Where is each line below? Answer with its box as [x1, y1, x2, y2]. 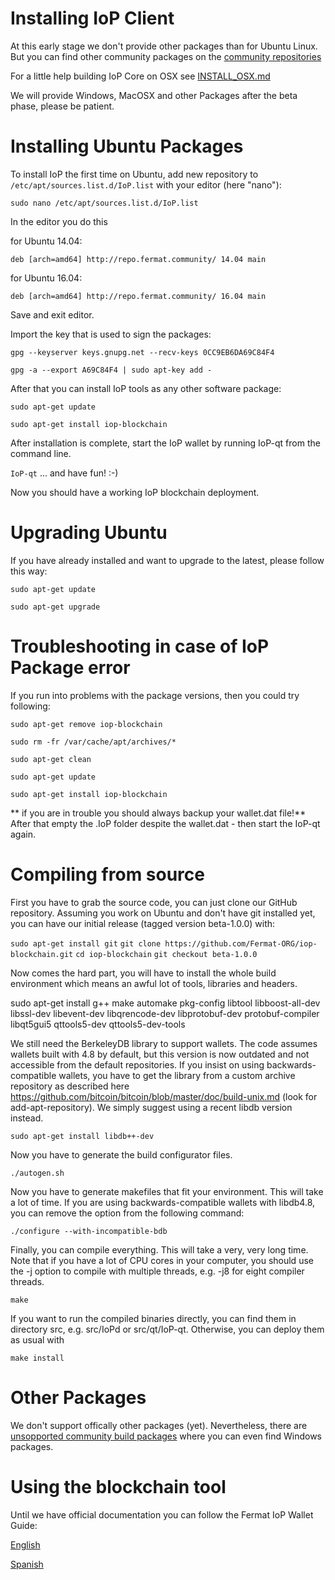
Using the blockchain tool [10, 1475, 227, 1498]
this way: [10, 565, 48, 577]
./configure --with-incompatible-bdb [10, 1226, 168, 1236]
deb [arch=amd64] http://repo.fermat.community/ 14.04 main [10, 254, 267, 264]
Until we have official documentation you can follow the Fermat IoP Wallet [10, 1508, 314, 1521]
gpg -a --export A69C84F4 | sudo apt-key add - [10, 365, 213, 375]
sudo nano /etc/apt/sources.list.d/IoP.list [10, 198, 199, 208]
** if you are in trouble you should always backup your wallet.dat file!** [10, 807, 307, 819]
